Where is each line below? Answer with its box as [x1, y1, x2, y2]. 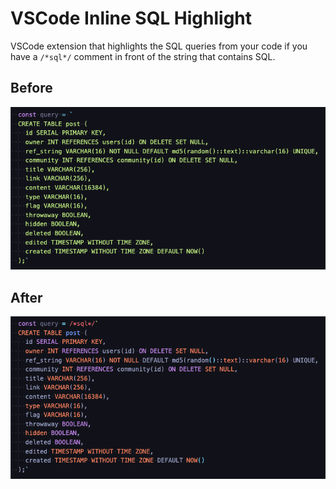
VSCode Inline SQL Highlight [10, 7, 253, 30]
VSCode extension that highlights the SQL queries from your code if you [10, 40, 308, 52]
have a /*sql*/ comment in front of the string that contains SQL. [10, 50, 276, 62]
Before [10, 80, 53, 97]
